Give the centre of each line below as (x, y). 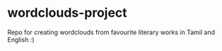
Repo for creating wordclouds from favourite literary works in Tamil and (111, 32)
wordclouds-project (67, 13)
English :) (21, 39)
